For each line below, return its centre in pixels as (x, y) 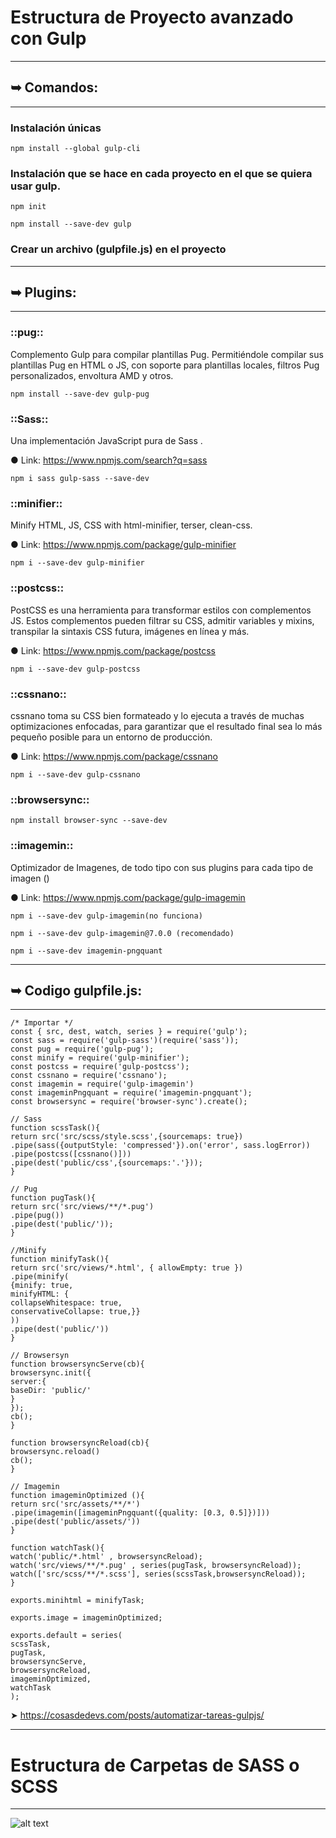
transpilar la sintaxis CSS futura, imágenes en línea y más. (130, 631)
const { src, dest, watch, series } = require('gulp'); (129, 1032)
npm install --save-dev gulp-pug (80, 394)
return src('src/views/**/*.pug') (82, 1207)
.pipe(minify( (40, 1277)
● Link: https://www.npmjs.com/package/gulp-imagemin (128, 897)
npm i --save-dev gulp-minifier (77, 563)
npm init (28, 207)
